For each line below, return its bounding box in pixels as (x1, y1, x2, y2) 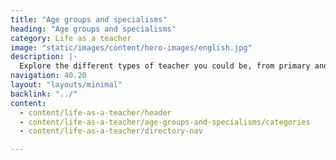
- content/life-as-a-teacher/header (19, 107, 172, 118)
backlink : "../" (10, 89, 78, 99)
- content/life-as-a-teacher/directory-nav (19, 126, 203, 136)
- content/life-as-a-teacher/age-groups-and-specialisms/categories (19, 117, 311, 127)
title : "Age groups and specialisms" (10, 14, 168, 25)
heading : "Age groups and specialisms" (10, 24, 177, 34)
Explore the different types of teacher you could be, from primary (19, 61, 311, 71)
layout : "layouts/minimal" (10, 80, 123, 90)
